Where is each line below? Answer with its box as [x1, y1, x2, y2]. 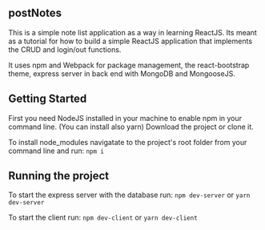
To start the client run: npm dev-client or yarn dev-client [8, 212, 198, 223]
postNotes [8, 6, 62, 20]
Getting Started [8, 92, 87, 106]
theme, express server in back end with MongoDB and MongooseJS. [8, 68, 236, 79]
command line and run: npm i [8, 146, 104, 155]
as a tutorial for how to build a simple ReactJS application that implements [8, 36, 253, 46]
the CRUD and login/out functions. [8, 44, 122, 54]
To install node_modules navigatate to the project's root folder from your [8, 137, 247, 147]
